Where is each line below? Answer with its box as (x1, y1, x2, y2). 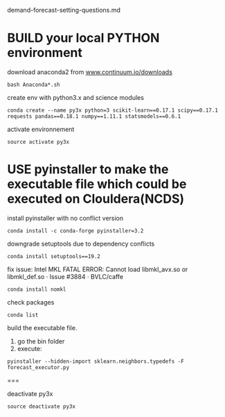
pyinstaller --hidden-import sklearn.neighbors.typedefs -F (7, 357, 185, 365)
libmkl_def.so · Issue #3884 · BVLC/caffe (7, 272, 123, 280)
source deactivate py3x (7, 402, 76, 410)
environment (7, 45, 83, 61)
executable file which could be (7, 176, 187, 192)
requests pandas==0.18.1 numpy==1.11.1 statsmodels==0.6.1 (7, 112, 181, 120)
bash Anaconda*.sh (7, 81, 60, 88)
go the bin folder (17, 337, 65, 346)
